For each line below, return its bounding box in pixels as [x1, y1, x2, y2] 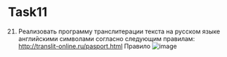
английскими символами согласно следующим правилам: [18, 34, 195, 42]
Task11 [8, 4, 48, 20]
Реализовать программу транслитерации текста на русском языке [18, 27, 221, 35]
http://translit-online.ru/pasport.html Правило [18, 42, 150, 50]
